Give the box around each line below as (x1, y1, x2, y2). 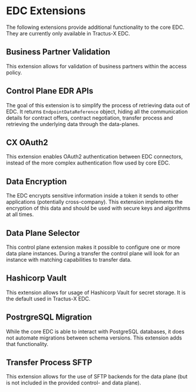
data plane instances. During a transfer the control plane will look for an (6, 250, 180, 257)
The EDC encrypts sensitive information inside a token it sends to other (6, 192, 179, 199)
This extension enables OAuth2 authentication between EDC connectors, (6, 153, 183, 160)
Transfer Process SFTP (6, 358, 92, 368)
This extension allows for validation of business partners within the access (6, 62, 187, 70)
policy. (6, 69, 22, 76)
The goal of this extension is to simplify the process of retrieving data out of (6, 101, 190, 108)
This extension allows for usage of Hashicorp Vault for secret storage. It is (6, 289, 186, 296)
